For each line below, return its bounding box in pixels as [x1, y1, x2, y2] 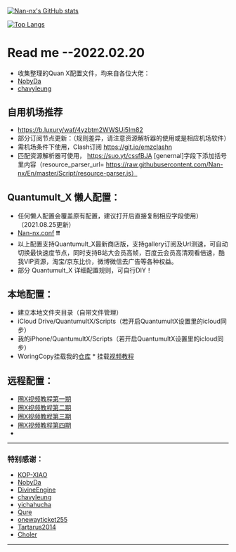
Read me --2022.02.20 [7, 45, 145, 61]
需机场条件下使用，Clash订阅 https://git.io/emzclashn [17, 143, 172, 151]
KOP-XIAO [17, 471, 48, 479]
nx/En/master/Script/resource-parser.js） [17, 169, 138, 177]
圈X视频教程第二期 [17, 404, 72, 412]
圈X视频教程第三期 [17, 412, 72, 421]
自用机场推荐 [7, 106, 63, 119]
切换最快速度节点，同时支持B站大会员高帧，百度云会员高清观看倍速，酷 [17, 248, 225, 256]
